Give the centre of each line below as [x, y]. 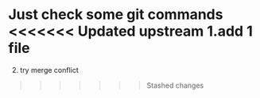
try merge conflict [49, 70]
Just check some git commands [116, 15]
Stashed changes [175, 85]
